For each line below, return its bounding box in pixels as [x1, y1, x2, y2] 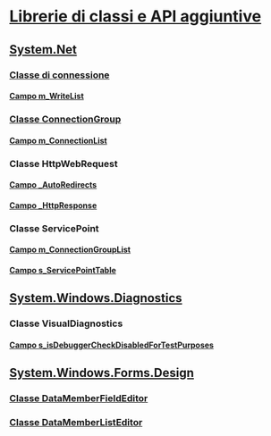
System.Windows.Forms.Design [9, 365, 195, 381]
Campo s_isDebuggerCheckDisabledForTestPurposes [9, 340, 215, 350]
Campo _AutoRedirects [9, 180, 97, 190]
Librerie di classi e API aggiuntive [9, 6, 262, 27]
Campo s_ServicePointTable [9, 264, 116, 275]
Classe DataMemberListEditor [9, 415, 143, 428]
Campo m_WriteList [9, 91, 85, 102]
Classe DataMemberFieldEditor [9, 392, 148, 405]
